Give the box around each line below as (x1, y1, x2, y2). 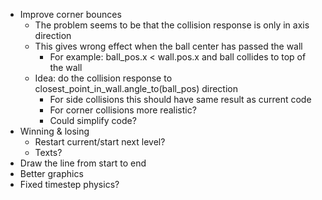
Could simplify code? (49, 115, 137, 126)
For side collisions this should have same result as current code (49, 94, 312, 105)
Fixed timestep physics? (19, 179, 120, 190)
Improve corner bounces (19, 9, 122, 20)
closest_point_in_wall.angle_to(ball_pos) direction (34, 83, 239, 94)
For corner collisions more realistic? (49, 104, 197, 116)
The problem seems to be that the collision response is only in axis (34, 19, 310, 31)
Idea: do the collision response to (34, 72, 173, 84)
